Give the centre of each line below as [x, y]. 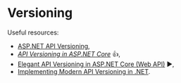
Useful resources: [33, 32]
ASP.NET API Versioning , [54, 46]
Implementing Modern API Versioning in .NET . [84, 71]
